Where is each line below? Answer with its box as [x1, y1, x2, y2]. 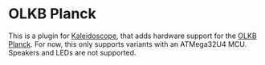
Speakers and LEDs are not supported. [8, 48, 137, 57]
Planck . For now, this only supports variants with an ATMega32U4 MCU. [8, 39, 247, 48]
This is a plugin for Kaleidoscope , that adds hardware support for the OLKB [8, 31, 257, 40]
